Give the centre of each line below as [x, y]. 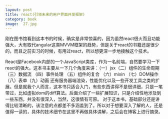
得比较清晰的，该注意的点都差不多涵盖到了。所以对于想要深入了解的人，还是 [84, 105]
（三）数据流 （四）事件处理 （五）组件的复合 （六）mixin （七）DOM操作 [82, 74]
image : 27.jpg [21, 24]
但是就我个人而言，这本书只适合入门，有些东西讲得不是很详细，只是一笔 [88, 87]
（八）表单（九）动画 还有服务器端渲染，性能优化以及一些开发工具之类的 [80, 80]
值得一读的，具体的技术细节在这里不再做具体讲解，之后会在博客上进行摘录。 [84, 112]
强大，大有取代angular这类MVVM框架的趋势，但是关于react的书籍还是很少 [82, 45]
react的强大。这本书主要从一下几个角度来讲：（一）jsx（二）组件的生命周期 [82, 68]
